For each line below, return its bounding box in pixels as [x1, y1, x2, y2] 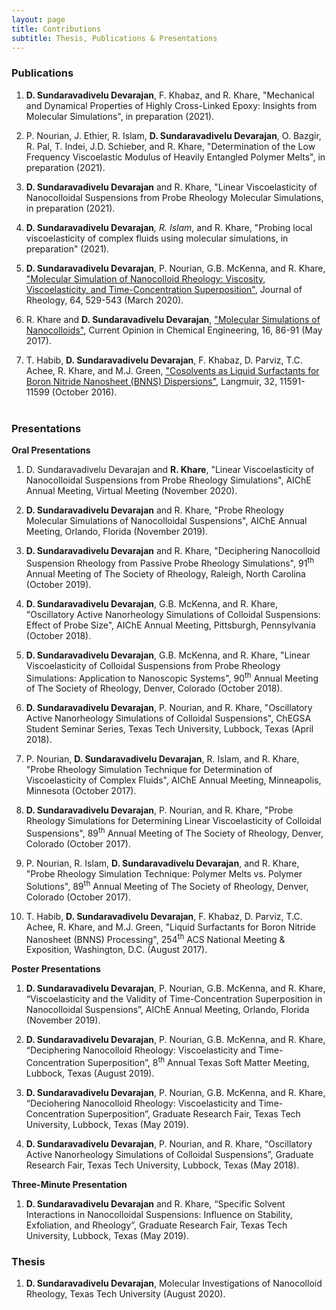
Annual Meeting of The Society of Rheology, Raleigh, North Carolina [25, 567, 306, 580]
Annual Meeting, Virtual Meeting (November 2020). [25, 484, 238, 496]
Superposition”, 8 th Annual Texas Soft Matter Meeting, [87, 1055, 310, 1068]
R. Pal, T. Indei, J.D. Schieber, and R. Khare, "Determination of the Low [25, 140, 316, 152]
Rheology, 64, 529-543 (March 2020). [25, 294, 184, 306]
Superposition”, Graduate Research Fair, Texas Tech [87, 1107, 301, 1120]
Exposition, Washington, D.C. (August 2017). [25, 944, 208, 956]
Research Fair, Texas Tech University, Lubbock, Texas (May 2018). [25, 1159, 300, 1171]
